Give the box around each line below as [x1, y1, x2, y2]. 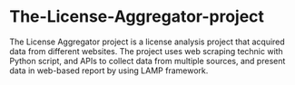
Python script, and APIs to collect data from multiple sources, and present [9, 55, 286, 66]
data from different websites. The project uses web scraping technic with [9, 45, 283, 56]
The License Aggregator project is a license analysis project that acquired [9, 36, 286, 47]
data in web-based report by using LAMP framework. [9, 65, 209, 76]
